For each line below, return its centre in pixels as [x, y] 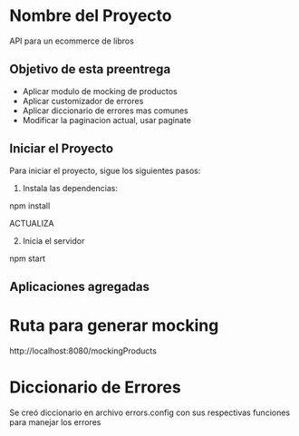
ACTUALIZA [32, 223]
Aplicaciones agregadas [79, 286]
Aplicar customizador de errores [83, 101]
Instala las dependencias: [70, 188]
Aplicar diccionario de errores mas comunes [105, 111]
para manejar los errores [55, 421]
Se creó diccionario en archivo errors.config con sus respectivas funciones [150, 412]
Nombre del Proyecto [91, 16]
